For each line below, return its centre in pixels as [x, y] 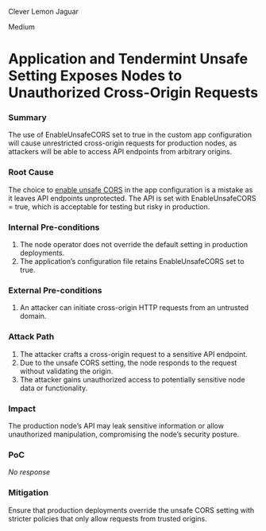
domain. [33, 316]
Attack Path [31, 337]
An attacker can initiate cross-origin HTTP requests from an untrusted [134, 308]
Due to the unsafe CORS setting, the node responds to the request [128, 362]
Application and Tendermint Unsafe [128, 59]
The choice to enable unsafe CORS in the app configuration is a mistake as [131, 189]
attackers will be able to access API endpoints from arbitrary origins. [120, 152]
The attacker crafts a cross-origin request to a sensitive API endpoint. [133, 354]
